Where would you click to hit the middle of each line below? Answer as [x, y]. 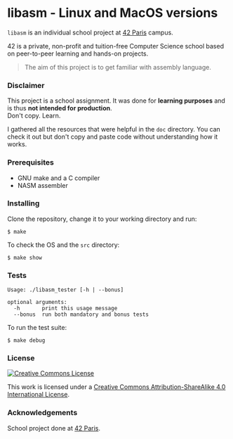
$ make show [25, 257]
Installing [24, 203]
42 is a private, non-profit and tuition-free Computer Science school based [116, 46]
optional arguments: [38, 303]
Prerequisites [31, 163]
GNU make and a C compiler [59, 178]
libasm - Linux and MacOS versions [113, 13]
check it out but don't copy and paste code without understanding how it [113, 137]
